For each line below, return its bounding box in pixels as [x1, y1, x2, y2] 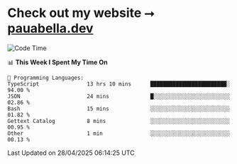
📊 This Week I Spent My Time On [7, 58, 108, 66]
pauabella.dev [7, 20, 94, 37]
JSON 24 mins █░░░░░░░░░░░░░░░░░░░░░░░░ [7, 93, 231, 100]
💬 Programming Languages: [7, 74, 84, 81]
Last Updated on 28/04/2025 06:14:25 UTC [7, 148, 135, 157]
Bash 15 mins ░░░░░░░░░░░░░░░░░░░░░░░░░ [7, 105, 231, 112]
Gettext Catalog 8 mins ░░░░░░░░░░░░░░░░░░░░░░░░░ [7, 117, 231, 124]
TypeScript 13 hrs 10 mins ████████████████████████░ [7, 80, 231, 88]
